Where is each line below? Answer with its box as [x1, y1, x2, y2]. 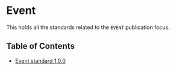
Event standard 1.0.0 [14, 57, 66, 64]
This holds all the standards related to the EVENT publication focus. [6, 24, 170, 31]
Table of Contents [6, 41, 75, 51]
